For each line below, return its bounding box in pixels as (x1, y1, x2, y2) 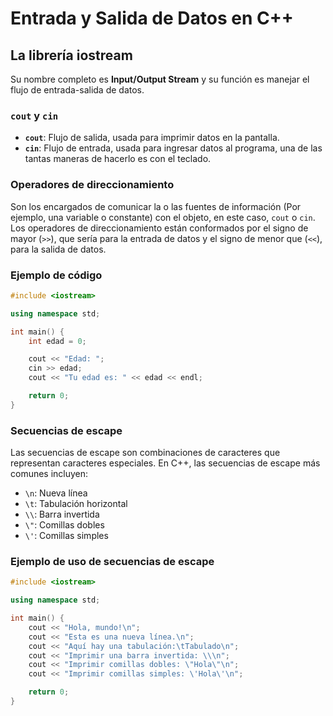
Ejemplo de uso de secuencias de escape (10, 554, 215, 568)
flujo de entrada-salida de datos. (10, 84, 145, 96)
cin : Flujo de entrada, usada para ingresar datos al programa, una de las (24, 142, 323, 154)
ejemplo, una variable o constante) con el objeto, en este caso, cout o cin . (10, 211, 316, 223)
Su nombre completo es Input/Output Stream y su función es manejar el (10, 73, 310, 85)
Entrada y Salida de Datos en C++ (10, 7, 294, 30)
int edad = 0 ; (28, 336, 87, 346)
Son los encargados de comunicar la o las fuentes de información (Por (10, 200, 302, 212)
